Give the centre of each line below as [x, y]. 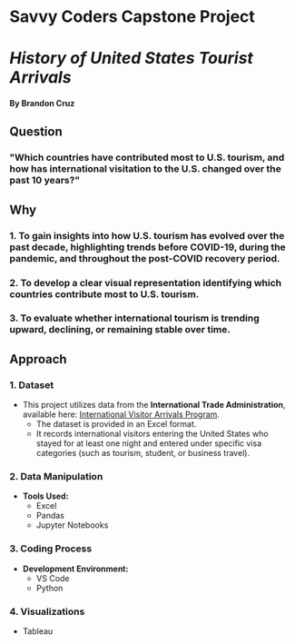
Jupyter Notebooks [72, 525]
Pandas [50, 516]
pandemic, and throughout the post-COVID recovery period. [145, 258]
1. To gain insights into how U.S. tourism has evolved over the [147, 235]
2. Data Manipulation [56, 477]
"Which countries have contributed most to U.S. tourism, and [147, 158]
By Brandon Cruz [42, 103]
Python [49, 588]
